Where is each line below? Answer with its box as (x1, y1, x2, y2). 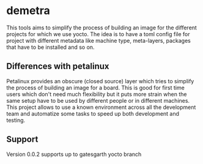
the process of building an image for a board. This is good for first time (6, 84, 185, 91)
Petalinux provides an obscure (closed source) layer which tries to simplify (6, 77, 194, 84)
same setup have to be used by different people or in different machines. (6, 97, 190, 104)
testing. (6, 116, 26, 124)
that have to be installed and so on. (6, 43, 95, 51)
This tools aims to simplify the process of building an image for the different (6, 24, 197, 31)
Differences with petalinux (6, 61, 109, 72)
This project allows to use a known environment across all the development (6, 103, 196, 111)
